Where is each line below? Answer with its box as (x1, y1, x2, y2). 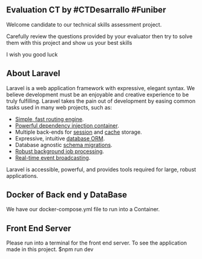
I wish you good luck (6, 51, 58, 58)
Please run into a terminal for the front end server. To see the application (6, 239, 187, 247)
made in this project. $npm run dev (6, 246, 94, 253)
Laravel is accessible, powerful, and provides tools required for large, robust (6, 166, 197, 173)
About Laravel (6, 68, 60, 79)
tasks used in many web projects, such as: (6, 103, 112, 111)
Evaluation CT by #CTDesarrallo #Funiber (6, 5, 166, 15)
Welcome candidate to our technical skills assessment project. (6, 21, 162, 28)
